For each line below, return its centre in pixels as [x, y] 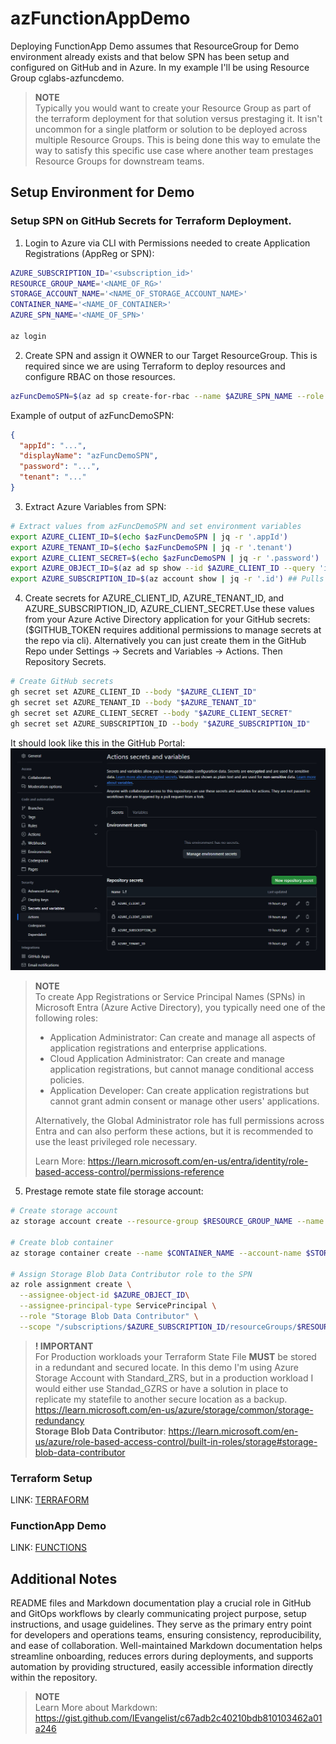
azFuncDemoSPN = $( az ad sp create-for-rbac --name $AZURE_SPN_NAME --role [167, 396]
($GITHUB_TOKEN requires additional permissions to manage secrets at [173, 630]
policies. [67, 1080]
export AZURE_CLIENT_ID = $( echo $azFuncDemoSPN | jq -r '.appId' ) [149, 537]
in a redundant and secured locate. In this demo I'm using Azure [167, 1367]
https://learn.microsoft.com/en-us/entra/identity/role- [198, 1161]
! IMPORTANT [64, 1346]
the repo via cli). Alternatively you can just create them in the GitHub [165, 641]
